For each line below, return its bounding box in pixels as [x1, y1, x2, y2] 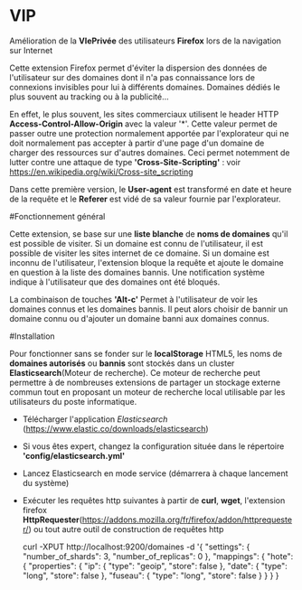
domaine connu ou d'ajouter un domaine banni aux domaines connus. [9, 313, 269, 323]
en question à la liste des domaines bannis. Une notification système [9, 267, 265, 277]
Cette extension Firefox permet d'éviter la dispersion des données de [9, 62, 268, 73]
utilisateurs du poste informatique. [9, 396, 137, 407]
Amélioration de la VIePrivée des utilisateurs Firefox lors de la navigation [9, 35, 282, 46]
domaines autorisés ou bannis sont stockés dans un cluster [9, 358, 235, 369]
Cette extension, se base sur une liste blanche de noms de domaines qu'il [9, 228, 288, 239]
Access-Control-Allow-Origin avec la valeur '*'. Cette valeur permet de [9, 118, 278, 129]
